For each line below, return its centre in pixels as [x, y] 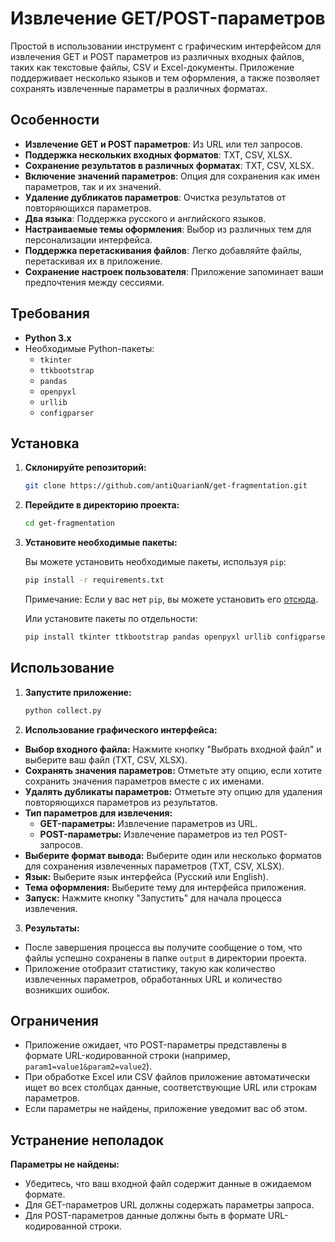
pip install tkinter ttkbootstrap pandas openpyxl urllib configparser [177, 637]
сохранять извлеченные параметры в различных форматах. [139, 88]
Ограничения [54, 1020]
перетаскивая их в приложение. [93, 261]
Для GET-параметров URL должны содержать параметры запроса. [169, 1205]
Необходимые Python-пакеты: [89, 348]
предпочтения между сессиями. [94, 282]
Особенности [55, 120]
